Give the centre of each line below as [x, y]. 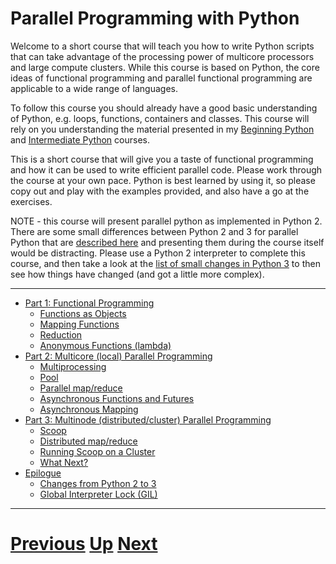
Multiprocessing [73, 366]
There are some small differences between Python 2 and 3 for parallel [154, 231]
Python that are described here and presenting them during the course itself [167, 242]
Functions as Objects [83, 313]
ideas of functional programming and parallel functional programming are [161, 78]
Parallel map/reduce [81, 388]
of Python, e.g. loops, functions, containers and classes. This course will [160, 118]
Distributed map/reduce [88, 441]
